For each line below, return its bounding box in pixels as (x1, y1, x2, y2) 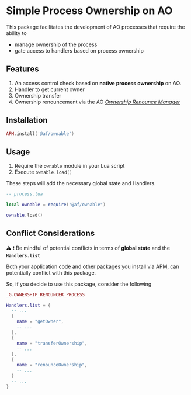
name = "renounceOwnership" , (16, 362, 88, 368)
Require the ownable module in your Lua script (14, 162, 125, 169)
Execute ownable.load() (14, 168, 72, 176)
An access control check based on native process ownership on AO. (14, 79, 182, 86)
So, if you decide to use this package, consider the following (6, 280, 152, 287)
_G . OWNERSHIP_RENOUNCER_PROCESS (6, 292, 85, 297)
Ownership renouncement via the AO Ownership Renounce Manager (14, 98, 180, 105)
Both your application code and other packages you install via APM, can (6, 263, 179, 270)
